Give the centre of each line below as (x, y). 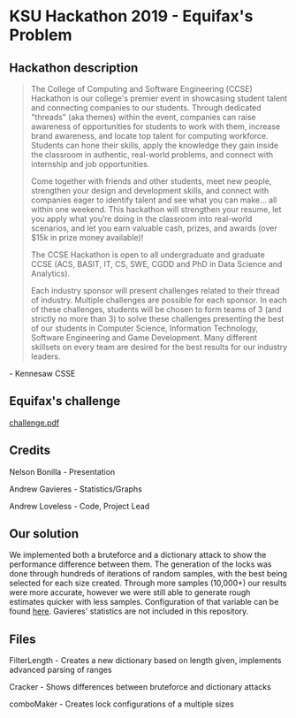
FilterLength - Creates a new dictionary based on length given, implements (145, 661)
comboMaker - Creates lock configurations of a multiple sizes (121, 704)
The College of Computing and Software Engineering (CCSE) (142, 89)
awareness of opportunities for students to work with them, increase (156, 126)
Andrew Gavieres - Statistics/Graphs (76, 489)
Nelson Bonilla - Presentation (62, 471)
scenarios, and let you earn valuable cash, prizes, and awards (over (154, 228)
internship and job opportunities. (90, 164)
